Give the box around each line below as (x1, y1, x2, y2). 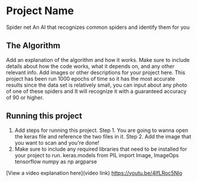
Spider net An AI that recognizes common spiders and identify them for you (6, 24, 190, 31)
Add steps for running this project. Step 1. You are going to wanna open (14, 127, 189, 134)
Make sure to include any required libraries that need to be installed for (14, 145, 188, 153)
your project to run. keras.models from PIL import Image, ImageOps (14, 151, 179, 158)
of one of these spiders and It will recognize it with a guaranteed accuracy (6, 87, 187, 95)
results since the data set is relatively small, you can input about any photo (6, 81, 188, 88)
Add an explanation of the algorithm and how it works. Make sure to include (6, 56, 190, 63)
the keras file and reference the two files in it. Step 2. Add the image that (14, 133, 192, 140)
